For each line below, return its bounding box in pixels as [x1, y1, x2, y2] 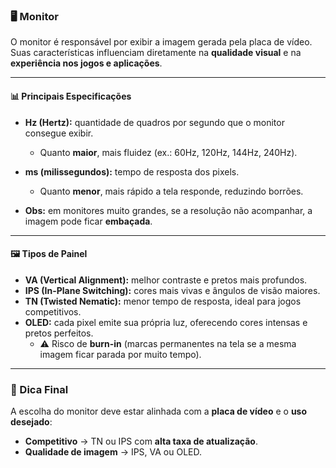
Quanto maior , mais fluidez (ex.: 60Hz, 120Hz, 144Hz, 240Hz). [39, 146, 298, 158]
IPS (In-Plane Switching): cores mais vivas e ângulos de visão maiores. [24, 284, 321, 296]
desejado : [10, 416, 53, 428]
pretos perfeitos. [24, 327, 94, 339]
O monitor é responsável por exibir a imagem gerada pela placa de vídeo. [10, 36, 313, 48]
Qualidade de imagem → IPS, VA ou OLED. [24, 446, 203, 458]
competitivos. [24, 305, 82, 318]
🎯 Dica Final [10, 382, 69, 396]
